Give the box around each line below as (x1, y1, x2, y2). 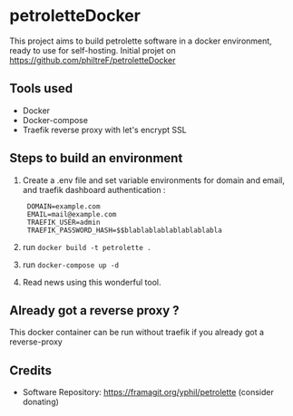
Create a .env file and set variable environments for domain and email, (22, 174, 286, 186)
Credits (9, 363, 53, 378)
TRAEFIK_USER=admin (26, 218, 101, 227)
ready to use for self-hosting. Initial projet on (9, 44, 176, 55)
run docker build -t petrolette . (22, 241, 152, 252)
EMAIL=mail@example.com (26, 209, 117, 218)
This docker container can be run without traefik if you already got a (9, 327, 265, 338)
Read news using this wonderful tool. (22, 276, 161, 287)
